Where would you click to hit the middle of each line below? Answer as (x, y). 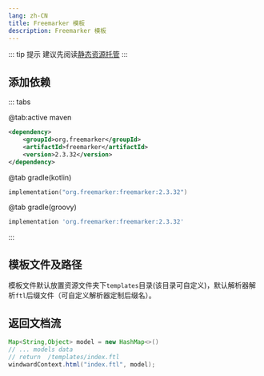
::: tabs (20, 102)
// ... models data (41, 350)
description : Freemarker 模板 (57, 30)
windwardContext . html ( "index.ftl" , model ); (82, 364)
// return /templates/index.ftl (64, 357)
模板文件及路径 (45, 264)
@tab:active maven (40, 118)
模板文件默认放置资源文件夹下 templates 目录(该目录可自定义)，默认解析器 (129, 285)
